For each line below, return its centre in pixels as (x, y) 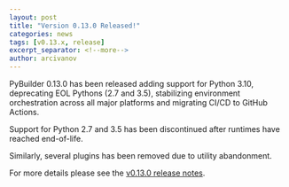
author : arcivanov (43, 58)
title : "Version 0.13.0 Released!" (75, 26)
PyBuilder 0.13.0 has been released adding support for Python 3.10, (132, 84)
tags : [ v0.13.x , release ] (57, 42)
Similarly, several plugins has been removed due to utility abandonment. (141, 156)
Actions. (24, 112)
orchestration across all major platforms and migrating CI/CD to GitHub (139, 102)
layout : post (33, 17)
